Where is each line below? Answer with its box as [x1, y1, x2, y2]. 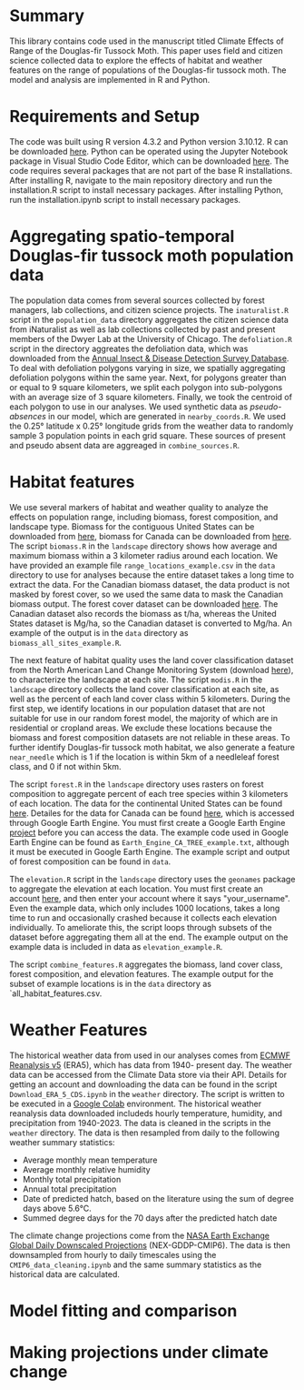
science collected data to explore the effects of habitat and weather [9, 55, 263, 65]
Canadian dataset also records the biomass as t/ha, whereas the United [9, 608, 277, 619]
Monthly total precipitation [22, 1173, 122, 1184]
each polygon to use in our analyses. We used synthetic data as [9, 401, 248, 412]
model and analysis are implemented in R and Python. [9, 74, 211, 85]
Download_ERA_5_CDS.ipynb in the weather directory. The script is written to [9, 1088, 285, 1099]
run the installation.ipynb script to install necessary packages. [9, 194, 241, 205]
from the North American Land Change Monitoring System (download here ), [9, 664, 294, 675]
